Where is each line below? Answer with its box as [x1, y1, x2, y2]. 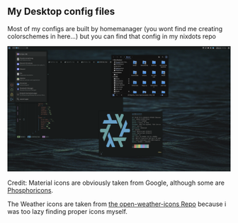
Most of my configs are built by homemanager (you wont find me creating [7, 24, 223, 33]
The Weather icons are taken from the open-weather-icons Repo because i [7, 200, 227, 208]
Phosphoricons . [7, 186, 54, 195]
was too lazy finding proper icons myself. [7, 207, 127, 216]
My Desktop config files [7, 6, 115, 18]
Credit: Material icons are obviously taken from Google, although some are [7, 178, 225, 187]
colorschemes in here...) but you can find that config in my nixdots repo [7, 32, 216, 40]
